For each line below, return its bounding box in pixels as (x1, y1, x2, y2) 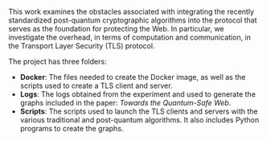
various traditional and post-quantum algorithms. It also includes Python (19, 115, 260, 124)
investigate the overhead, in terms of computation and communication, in (8, 32, 252, 42)
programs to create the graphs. (19, 124, 124, 133)
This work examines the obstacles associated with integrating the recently (8, 7, 255, 16)
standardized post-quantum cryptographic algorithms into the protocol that (8, 15, 257, 25)
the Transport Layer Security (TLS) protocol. (8, 41, 155, 51)
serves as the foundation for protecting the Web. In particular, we (8, 24, 224, 33)
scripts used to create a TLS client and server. (19, 81, 173, 90)
